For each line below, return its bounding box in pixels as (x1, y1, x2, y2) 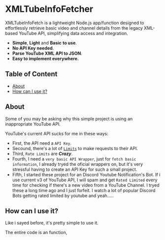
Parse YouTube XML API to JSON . (12, 50, 82, 56)
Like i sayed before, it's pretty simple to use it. (5, 220, 99, 226)
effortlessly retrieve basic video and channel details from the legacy (5, 25, 143, 31)
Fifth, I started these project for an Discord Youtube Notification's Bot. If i (12, 171, 161, 177)
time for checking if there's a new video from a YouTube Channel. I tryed (12, 182, 160, 188)
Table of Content (5, 70, 58, 79)
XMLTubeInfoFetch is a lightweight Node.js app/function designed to (5, 20, 144, 26)
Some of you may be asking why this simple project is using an (5, 116, 133, 121)
